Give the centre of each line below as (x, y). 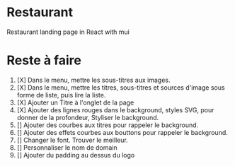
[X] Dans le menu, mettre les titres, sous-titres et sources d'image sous (121, 87)
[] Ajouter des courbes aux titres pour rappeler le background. (108, 125)
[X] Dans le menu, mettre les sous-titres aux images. (93, 80)
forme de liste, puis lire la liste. (61, 95)
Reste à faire (44, 60)
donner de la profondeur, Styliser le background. (88, 117)
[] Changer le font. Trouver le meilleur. (72, 140)
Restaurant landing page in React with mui (68, 32)
